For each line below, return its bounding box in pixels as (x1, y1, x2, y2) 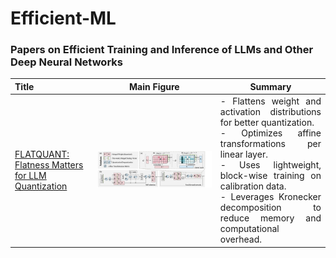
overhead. (219, 233, 262, 246)
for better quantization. (219, 117, 315, 129)
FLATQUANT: (14, 148, 70, 161)
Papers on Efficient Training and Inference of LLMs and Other (10, 43, 314, 57)
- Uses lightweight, (219, 159, 322, 171)
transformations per (219, 138, 322, 150)
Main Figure (128, 80, 180, 92)
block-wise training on (219, 170, 322, 182)
